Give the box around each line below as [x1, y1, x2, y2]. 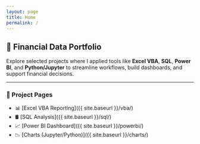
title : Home [6, 14, 36, 20]
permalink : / [6, 20, 39, 26]
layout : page [6, 8, 39, 15]
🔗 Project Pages [6, 90, 53, 99]
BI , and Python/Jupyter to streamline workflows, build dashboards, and [6, 64, 183, 71]
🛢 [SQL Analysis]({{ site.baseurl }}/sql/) [14, 114, 112, 121]
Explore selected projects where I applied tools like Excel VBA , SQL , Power [6, 58, 191, 65]
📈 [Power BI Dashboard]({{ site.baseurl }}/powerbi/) [14, 123, 144, 130]
